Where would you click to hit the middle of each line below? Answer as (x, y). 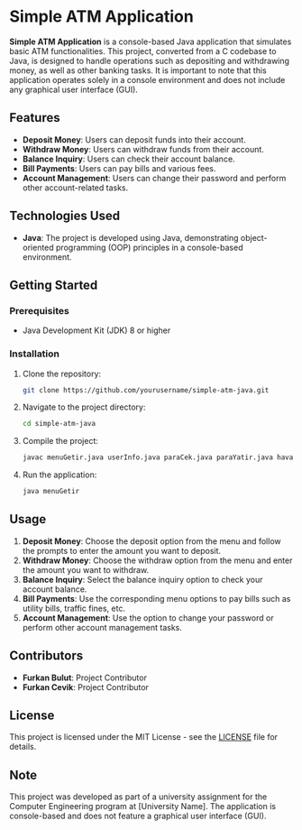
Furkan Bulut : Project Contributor (84, 678)
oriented (38, 247)
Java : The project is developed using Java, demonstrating (130, 237)
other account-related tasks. (75, 188)
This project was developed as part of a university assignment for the (138, 797)
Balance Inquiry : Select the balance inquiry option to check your (142, 579)
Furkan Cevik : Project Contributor (85, 687)
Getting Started (54, 285)
